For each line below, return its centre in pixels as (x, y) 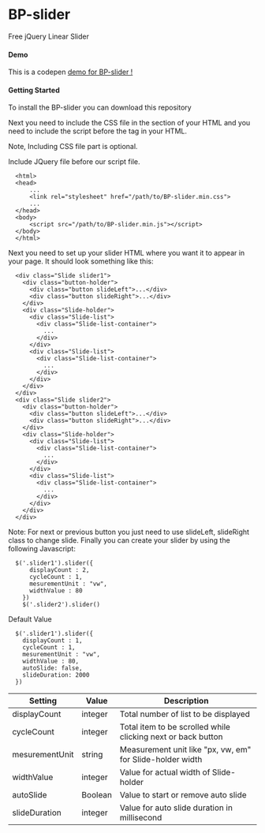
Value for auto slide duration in (176, 808)
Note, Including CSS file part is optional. (73, 147)
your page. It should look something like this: (81, 261)
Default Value (30, 619)
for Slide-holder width (161, 760)
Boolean (97, 795)
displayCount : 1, (52, 641)
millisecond (141, 818)
